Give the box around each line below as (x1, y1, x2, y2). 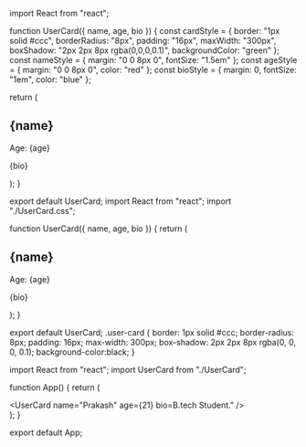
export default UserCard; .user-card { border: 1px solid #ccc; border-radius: (9, 326, 295, 337)
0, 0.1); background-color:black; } (9, 346, 135, 357)
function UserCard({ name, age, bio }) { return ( (9, 223, 188, 234)
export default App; (9, 427, 83, 438)
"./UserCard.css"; (9, 205, 76, 216)
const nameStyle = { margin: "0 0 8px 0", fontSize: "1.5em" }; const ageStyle (9, 55, 298, 65)
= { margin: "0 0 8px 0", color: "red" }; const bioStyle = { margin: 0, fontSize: (9, 64, 297, 75)
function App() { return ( (9, 381, 100, 392)
